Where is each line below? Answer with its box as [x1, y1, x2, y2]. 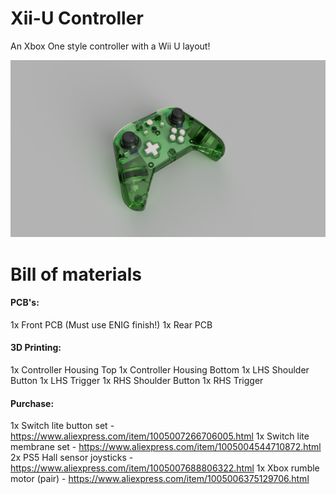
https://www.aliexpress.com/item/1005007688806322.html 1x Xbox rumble [10, 462, 320, 474]
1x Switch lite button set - [10, 420, 115, 432]
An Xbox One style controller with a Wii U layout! [10, 40, 211, 52]
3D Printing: [10, 342, 62, 354]
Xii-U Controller [10, 7, 144, 30]
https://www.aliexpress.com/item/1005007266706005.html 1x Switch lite [10, 430, 310, 442]
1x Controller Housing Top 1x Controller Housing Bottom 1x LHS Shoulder [10, 364, 310, 376]
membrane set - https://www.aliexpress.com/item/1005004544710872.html [10, 441, 322, 453]
